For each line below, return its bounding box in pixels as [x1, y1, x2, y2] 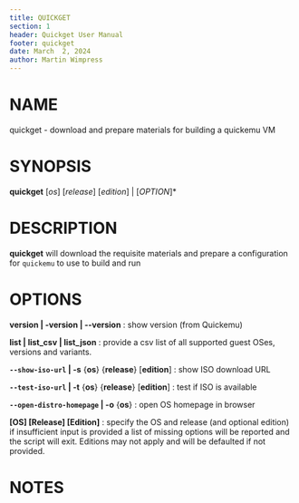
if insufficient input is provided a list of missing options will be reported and [9, 426, 290, 437]
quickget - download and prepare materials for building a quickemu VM [9, 124, 276, 135]
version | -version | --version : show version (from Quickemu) [9, 319, 243, 330]
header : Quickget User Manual [9, 30, 124, 39]
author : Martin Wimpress [9, 55, 103, 64]
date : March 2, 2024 [9, 47, 92, 56]
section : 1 [9, 22, 51, 31]
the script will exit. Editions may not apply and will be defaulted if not [9, 436, 265, 447]
